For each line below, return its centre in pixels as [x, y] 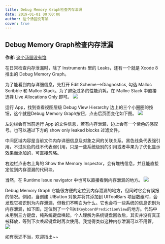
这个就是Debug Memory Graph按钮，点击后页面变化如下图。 [75, 113]
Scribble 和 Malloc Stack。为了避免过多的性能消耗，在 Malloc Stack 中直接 [81, 91]
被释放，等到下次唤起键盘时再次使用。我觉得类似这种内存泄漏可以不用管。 [81, 221]
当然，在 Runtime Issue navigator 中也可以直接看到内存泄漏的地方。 [74, 180]
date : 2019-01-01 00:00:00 [33, 14]
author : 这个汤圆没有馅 [27, 19]
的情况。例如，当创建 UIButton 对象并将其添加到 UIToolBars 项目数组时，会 [82, 197]
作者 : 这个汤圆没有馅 [26, 58]
